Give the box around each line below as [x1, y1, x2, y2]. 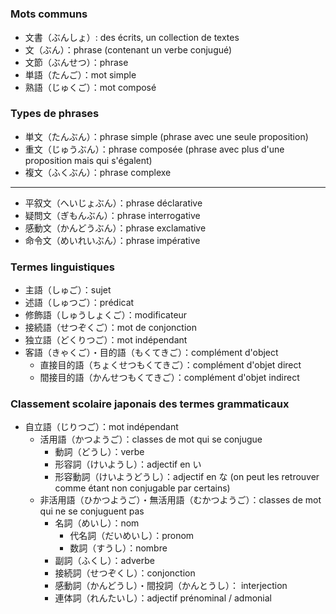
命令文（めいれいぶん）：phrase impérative [24, 234, 201, 246]
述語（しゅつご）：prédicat [24, 297, 135, 309]
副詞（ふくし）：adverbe [54, 555, 155, 567]
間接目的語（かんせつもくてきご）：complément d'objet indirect [39, 372, 300, 384]
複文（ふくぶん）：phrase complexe [24, 166, 172, 178]
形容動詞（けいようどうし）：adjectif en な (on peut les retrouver [54, 471, 320, 483]
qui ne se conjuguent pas [39, 505, 145, 517]
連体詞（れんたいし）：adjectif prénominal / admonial [54, 592, 273, 604]
